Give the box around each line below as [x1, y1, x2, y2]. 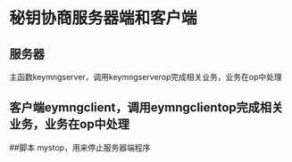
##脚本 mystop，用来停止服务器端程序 [9, 142, 151, 152]
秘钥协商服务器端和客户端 [9, 8, 198, 28]
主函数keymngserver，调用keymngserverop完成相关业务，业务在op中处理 [9, 72, 283, 82]
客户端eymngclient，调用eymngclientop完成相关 [9, 100, 284, 116]
